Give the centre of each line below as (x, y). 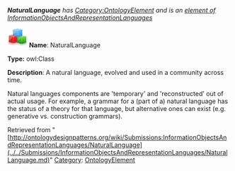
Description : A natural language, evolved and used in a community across (116, 72)
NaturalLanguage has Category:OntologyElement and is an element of (111, 10)
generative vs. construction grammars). (65, 116)
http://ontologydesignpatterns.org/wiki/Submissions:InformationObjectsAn (118, 137)
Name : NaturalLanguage (65, 45)
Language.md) (29, 160)
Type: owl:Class (31, 59)
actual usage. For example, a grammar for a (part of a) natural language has (118, 101)
